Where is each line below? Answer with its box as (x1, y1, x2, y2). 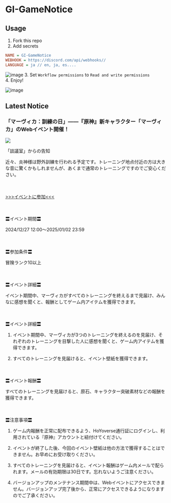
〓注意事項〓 (5, 417, 32, 423)
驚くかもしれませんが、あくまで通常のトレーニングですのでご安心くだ (18, 165, 166, 171)
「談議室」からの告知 (5, 148, 50, 154)
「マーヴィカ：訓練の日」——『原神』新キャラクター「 (5, 118, 141, 125)
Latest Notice (5, 102, 49, 111)
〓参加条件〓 (5, 249, 32, 255)
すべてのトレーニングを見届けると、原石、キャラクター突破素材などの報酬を (5, 388, 166, 395)
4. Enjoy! (5, 77, 24, 83)
